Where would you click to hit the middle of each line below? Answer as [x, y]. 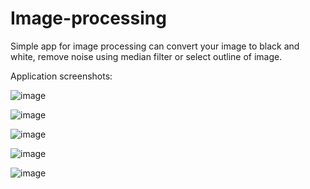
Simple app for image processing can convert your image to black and [155, 46]
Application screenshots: [61, 76]
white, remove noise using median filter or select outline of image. [146, 56]
